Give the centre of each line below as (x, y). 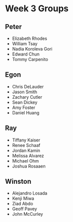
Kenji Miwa (23, 198)
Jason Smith (25, 92)
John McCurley (27, 214)
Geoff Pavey (25, 209)
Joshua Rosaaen (29, 166)
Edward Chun (26, 54)
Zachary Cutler (27, 97)
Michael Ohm (25, 161)
